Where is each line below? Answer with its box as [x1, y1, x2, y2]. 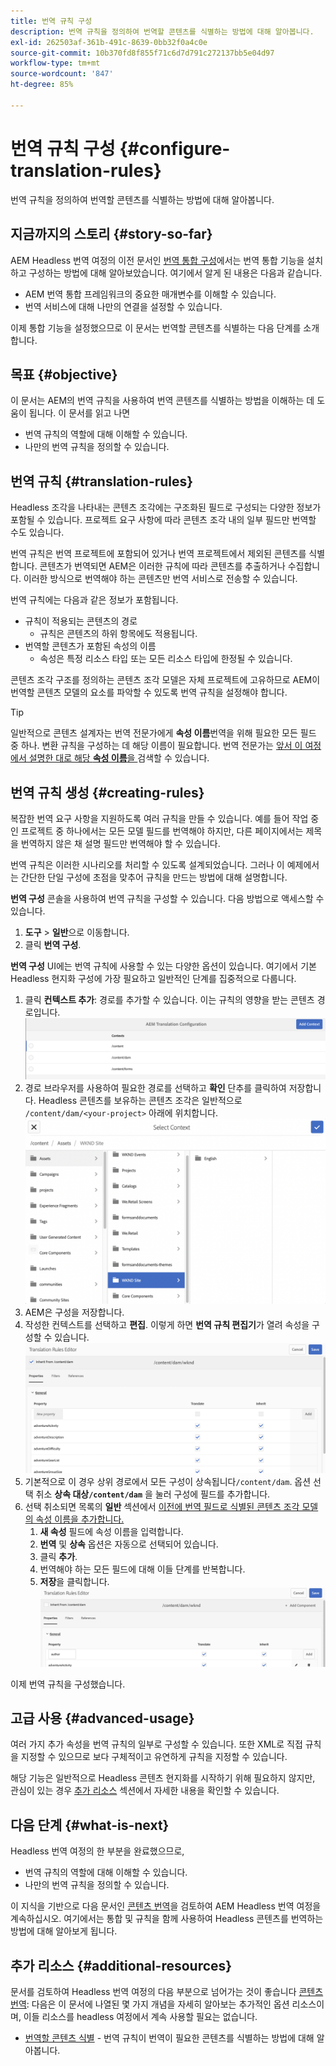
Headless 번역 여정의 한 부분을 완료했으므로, [10, 1845, 185, 1857]
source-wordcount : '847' [10, 69, 114, 79]
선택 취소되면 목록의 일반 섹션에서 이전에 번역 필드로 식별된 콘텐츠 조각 [24, 1500, 300, 1512]
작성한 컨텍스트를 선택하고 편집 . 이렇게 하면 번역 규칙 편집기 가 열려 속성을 [24, 1318, 310, 1330]
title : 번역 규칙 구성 [10, 16, 93, 26]
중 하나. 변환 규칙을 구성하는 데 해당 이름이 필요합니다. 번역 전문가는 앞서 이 [10, 740, 303, 752]
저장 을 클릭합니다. [39, 1575, 110, 1587]
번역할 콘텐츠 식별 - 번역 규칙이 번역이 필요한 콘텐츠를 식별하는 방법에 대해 [24, 2032, 315, 2044]
